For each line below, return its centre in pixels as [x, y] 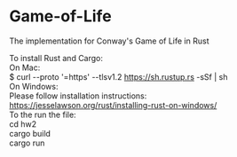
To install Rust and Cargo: [56, 58]
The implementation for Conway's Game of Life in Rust [109, 41]
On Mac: [25, 67]
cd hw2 [23, 124]
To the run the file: [43, 114]
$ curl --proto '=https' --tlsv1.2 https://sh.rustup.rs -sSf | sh [118, 76]
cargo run [27, 143]
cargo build [30, 133]
